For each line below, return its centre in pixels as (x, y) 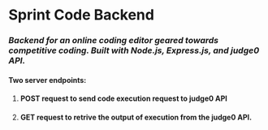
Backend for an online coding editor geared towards (114, 41)
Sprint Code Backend (81, 15)
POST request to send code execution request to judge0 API (123, 98)
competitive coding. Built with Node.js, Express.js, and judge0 (134, 50)
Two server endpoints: (48, 80)
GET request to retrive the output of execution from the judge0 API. (136, 117)
